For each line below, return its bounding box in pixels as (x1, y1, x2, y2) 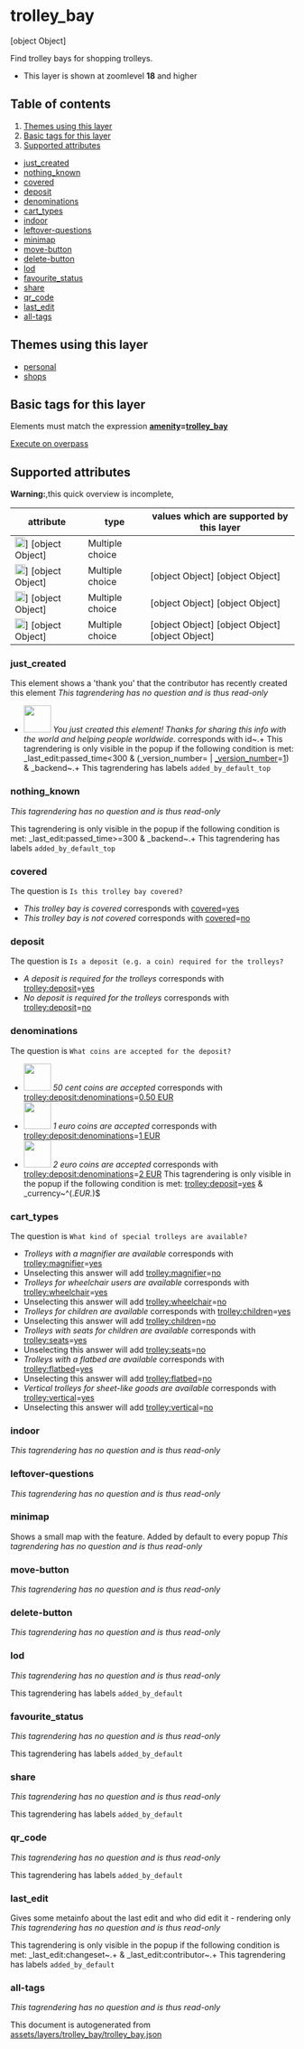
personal (23, 361, 57, 371)
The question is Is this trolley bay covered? (10, 886, 183, 897)
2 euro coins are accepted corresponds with (52, 1159, 219, 1170)
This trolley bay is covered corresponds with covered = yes (23, 903, 240, 914)
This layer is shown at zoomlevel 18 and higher (23, 70, 198, 81)
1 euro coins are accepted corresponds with (52, 1120, 217, 1131)
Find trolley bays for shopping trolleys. (10, 52, 153, 63)
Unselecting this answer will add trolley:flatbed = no (23, 1373, 213, 1384)
